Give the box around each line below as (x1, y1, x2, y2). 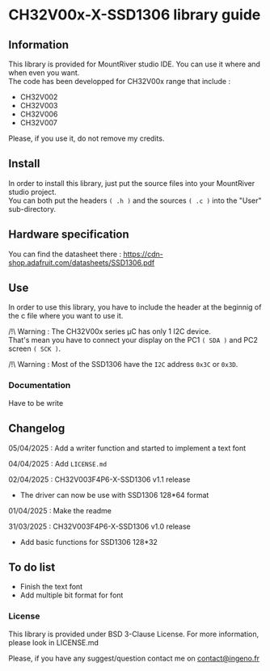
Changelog (8, 422, 65, 436)
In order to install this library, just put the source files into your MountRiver (8, 178, 255, 188)
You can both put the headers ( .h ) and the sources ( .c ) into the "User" (8, 196, 262, 205)
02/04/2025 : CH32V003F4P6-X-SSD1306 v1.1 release (8, 475, 191, 484)
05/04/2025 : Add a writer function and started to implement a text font (8, 443, 247, 453)
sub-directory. (8, 204, 57, 213)
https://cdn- (123, 249, 163, 259)
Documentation (8, 380, 71, 391)
